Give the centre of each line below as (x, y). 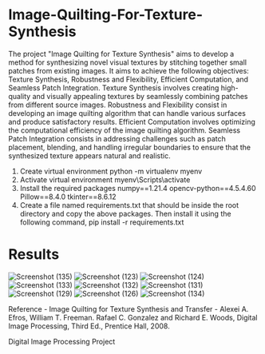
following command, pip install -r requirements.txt (102, 222)
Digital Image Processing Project (62, 341)
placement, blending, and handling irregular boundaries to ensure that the (130, 147)
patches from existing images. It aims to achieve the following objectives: (129, 70)
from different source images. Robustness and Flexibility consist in (118, 105)
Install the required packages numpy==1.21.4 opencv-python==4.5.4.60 (138, 188)
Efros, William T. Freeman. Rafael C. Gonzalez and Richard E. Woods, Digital (133, 317)
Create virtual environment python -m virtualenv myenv (111, 171)
